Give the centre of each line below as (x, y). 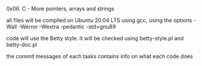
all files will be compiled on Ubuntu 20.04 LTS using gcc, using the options (99, 20)
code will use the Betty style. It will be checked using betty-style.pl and (95, 38)
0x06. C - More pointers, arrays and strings (60, 9)
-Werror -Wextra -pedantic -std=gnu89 (67, 27)
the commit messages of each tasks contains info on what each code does (100, 56)
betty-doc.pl (22, 45)
